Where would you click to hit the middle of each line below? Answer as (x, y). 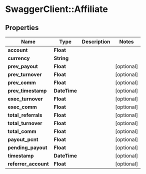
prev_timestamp (27, 91)
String (61, 58)
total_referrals (25, 115)
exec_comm (22, 107)
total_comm (22, 131)
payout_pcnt (23, 139)
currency (19, 58)
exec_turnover (25, 99)
